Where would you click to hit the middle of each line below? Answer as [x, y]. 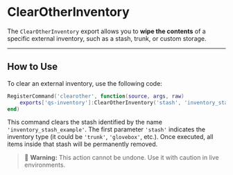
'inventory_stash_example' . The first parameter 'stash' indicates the [106, 129]
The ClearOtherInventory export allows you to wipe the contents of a [106, 31]
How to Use [33, 67]
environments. [45, 165]
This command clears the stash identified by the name [85, 122]
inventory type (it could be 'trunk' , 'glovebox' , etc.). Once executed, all [110, 137]
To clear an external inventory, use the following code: [85, 83]
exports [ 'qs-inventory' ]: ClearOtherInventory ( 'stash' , [101, 102]
